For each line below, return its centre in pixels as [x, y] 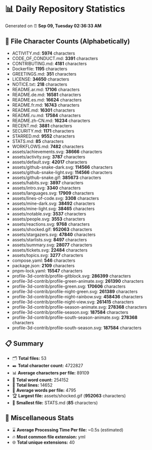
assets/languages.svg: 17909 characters [53, 193]
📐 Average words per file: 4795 [44, 390]
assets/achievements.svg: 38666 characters [57, 152]
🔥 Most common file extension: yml [49, 437]
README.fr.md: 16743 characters [46, 105]
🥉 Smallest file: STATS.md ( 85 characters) [55, 403]
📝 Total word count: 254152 [40, 380]
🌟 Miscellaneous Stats [39, 418]
